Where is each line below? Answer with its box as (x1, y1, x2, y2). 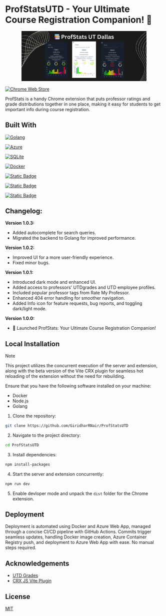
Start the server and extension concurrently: (12, 471, 104, 477)
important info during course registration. (5, 106, 90, 112)
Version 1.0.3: (5, 220, 35, 226)
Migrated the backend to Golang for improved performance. (12, 235, 136, 241)
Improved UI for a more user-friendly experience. (12, 254, 114, 261)
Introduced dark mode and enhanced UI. (12, 279, 96, 285)
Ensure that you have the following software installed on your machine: (5, 383, 151, 389)
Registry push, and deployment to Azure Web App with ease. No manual (5, 539, 154, 545)
